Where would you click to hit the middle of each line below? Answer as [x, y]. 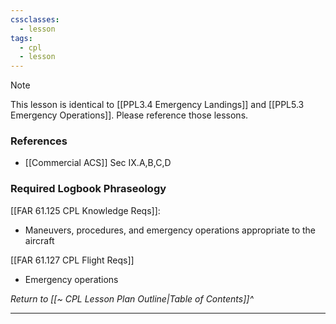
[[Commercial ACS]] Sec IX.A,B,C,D [98, 163]
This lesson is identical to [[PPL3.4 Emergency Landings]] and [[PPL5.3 [157, 105]
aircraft [39, 240]
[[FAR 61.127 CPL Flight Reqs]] [72, 260]
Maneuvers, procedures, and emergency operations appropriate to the [170, 230]
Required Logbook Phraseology [88, 189]
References [39, 141]
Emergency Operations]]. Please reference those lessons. [129, 115]
